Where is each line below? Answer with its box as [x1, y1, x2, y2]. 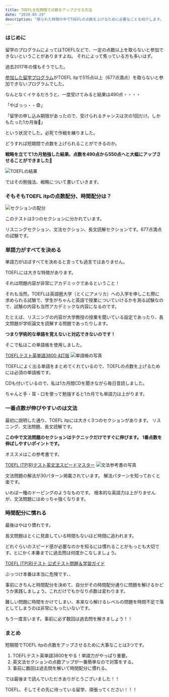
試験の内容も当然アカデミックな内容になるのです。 [14, 303, 120, 309]
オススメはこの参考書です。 [5, 451, 62, 457]
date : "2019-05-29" [5, 12, 46, 17]
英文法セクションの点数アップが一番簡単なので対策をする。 [12, 659, 136, 665]
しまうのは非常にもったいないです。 [18, 605, 93, 611]
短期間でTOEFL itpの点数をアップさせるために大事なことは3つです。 [5, 642, 147, 648]
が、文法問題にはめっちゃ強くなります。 [5, 496, 89, 502]
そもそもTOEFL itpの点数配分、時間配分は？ [5, 192, 112, 199]
